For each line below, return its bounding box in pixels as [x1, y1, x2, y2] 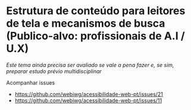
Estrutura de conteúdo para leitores [6, 4, 186, 18]
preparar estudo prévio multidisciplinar [6, 67, 102, 75]
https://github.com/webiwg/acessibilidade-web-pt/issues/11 [14, 96, 162, 104]
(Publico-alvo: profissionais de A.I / [6, 30, 186, 43]
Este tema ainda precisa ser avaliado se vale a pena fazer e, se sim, [6, 61, 174, 69]
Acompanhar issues [6, 79, 55, 86]
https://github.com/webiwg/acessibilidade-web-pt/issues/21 [14, 90, 164, 98]
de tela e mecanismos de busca [6, 17, 165, 30]
